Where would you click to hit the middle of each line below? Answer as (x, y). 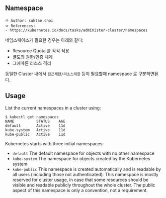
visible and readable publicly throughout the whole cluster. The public (84, 185)
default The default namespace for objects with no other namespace (83, 153)
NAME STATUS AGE (35, 121)
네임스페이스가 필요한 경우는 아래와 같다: (44, 40)
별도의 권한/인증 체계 (33, 57)
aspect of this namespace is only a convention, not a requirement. (80, 190)
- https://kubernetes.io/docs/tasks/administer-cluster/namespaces (77, 30)
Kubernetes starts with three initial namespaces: (55, 143)
